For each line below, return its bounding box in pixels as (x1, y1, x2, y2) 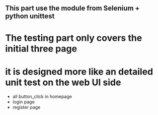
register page (12, 104, 41, 110)
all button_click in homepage (12, 93, 72, 99)
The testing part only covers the (5, 32, 142, 43)
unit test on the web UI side (5, 77, 121, 88)
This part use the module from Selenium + (5, 4, 140, 13)
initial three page (5, 43, 77, 54)
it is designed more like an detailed (5, 66, 153, 77)
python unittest (5, 12, 55, 21)
